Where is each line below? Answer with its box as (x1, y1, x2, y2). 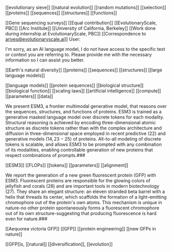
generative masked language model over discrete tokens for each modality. (5, 114, 165, 120)
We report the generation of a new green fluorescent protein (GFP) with (5, 172, 156, 178)
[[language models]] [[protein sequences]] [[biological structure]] (5, 82, 144, 88)
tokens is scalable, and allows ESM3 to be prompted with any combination (5, 141, 162, 147)
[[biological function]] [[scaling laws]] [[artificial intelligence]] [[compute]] (5, 88, 161, 94)
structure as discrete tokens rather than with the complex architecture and (5, 125, 162, 131)
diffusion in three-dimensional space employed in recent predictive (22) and (5, 130, 166, 137)
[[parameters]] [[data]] (5, 93, 53, 99)
